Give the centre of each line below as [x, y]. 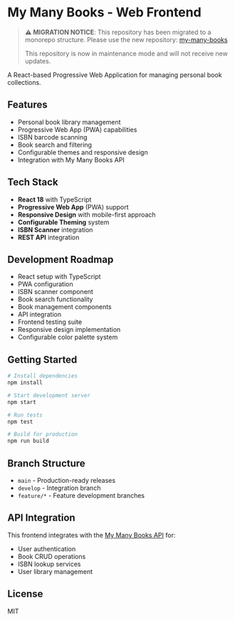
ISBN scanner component [56, 292]
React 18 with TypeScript [54, 199]
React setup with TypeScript [59, 277]
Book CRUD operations [52, 556]
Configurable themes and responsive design [83, 152]
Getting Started [42, 359]
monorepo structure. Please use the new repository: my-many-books [126, 39]
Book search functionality [55, 299]
